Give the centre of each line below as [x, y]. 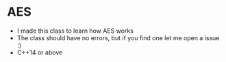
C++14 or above [40, 52]
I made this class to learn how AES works [75, 31]
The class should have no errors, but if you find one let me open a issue [118, 37]
